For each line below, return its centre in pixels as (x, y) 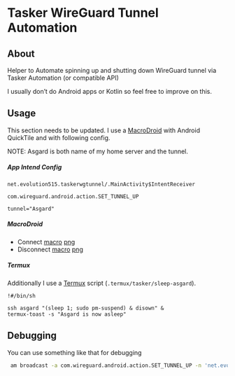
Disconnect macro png (50, 249)
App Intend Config (35, 167)
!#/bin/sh (22, 295)
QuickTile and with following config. (59, 137)
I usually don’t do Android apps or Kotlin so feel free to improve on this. (109, 91)
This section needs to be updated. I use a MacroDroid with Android (104, 130)
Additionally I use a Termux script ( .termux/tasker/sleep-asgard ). (102, 283)
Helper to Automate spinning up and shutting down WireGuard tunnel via (112, 70)
